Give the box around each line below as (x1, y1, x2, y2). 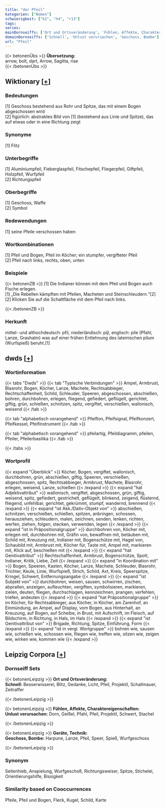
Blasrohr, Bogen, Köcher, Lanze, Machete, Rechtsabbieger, (5, 385, 124, 391)
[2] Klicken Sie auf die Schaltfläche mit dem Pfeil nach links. (5, 296, 127, 303)
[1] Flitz (5, 142, 20, 148)
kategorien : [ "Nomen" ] (5, 12, 52, 17)
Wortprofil (5, 458, 30, 465)
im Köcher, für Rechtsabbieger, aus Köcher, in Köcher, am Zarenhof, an (5, 599, 148, 605)
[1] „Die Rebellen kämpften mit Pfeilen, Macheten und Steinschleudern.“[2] (5, 291, 156, 297)
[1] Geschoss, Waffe (5, 200, 46, 206)
